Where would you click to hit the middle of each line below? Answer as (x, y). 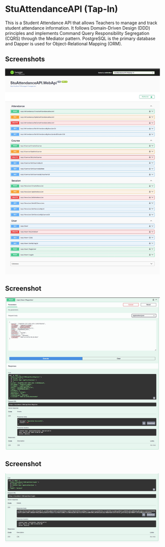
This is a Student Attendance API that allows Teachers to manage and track (81, 23)
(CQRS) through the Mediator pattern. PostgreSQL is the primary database (80, 38)
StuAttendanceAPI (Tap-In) (62, 9)
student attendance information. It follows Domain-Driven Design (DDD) (78, 28)
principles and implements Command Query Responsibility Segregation (77, 33)
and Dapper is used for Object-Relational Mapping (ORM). (64, 43)
